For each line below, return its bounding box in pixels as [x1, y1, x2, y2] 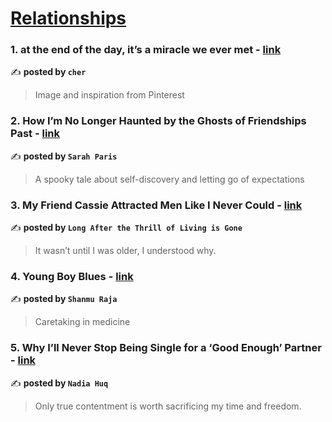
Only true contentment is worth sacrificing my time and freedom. [34, 400, 302, 412]
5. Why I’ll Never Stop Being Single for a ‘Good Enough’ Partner [10, 341, 322, 355]
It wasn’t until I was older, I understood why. [34, 245, 217, 257]
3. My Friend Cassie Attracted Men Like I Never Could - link [10, 198, 303, 212]
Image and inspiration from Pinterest [34, 89, 185, 101]
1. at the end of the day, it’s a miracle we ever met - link [10, 43, 282, 57]
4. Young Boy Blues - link [10, 270, 134, 283]
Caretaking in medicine [34, 316, 131, 328]
